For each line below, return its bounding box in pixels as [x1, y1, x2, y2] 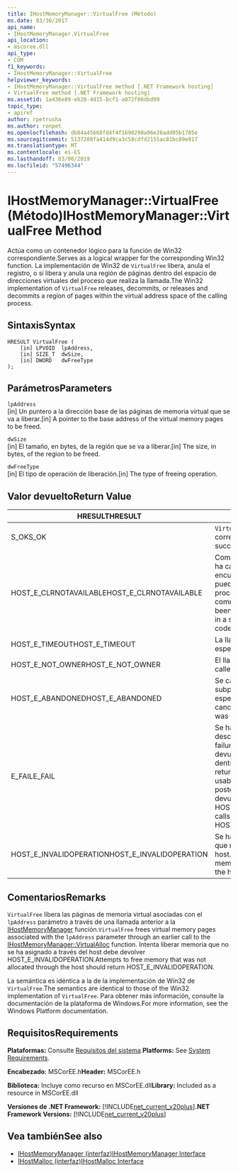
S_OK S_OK [11, 532, 47, 542]
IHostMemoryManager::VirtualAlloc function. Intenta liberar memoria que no [7, 940, 229, 949]
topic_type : [7, 103, 42, 110]
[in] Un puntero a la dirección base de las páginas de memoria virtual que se [7, 407, 230, 415]
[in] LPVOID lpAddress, [20, 345, 93, 352]
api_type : [7, 50, 37, 57]
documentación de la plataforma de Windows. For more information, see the [7, 999, 228, 1008]
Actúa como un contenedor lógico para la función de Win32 [7, 246, 182, 255]
